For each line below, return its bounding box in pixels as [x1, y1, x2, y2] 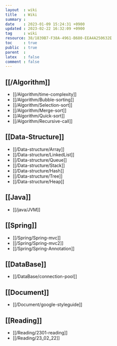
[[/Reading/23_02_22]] [12, 335, 60, 341]
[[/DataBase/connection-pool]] [12, 274, 77, 280]
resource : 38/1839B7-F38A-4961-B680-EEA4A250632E [5, 36, 112, 41]
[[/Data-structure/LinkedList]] [12, 151, 74, 157]
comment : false [5, 59, 40, 64]
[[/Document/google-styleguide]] [12, 301, 83, 308]
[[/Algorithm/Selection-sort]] [12, 102, 72, 108]
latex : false [5, 54, 40, 60]
